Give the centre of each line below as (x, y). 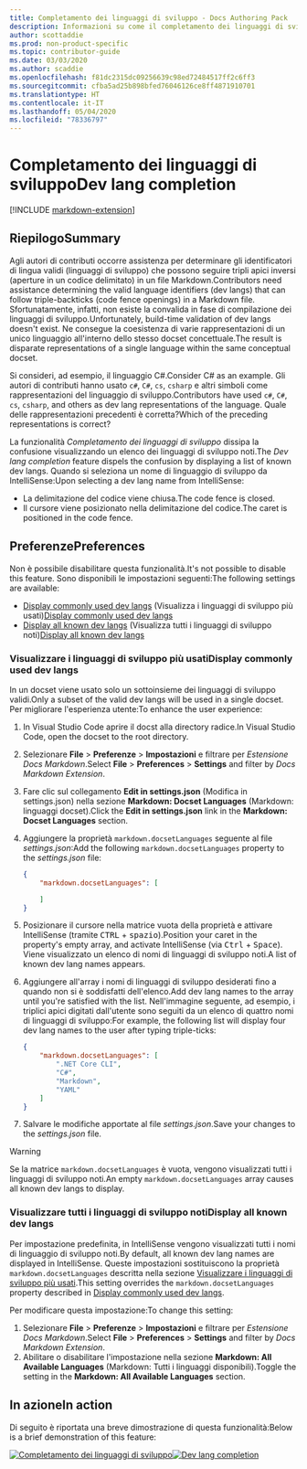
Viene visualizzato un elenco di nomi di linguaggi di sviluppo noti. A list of (159, 954)
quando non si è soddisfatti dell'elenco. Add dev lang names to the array (158, 992)
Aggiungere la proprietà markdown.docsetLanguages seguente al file (148, 838)
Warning (25, 1152)
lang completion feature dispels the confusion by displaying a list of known (151, 461)
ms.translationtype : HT (55, 94)
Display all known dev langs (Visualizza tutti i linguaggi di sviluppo (147, 625)
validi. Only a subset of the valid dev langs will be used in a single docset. (147, 699)
